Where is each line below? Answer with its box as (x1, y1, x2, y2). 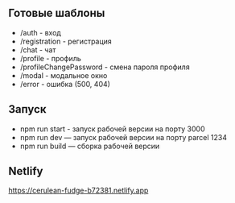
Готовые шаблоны (8, 6, 105, 20)
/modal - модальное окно (19, 70, 108, 80)
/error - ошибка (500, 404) (19, 79, 111, 89)
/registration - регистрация (19, 36, 113, 46)
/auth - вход (19, 27, 62, 37)
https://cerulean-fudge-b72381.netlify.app (8, 185, 149, 196)
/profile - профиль (19, 53, 82, 63)
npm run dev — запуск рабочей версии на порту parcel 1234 (19, 132, 228, 142)
